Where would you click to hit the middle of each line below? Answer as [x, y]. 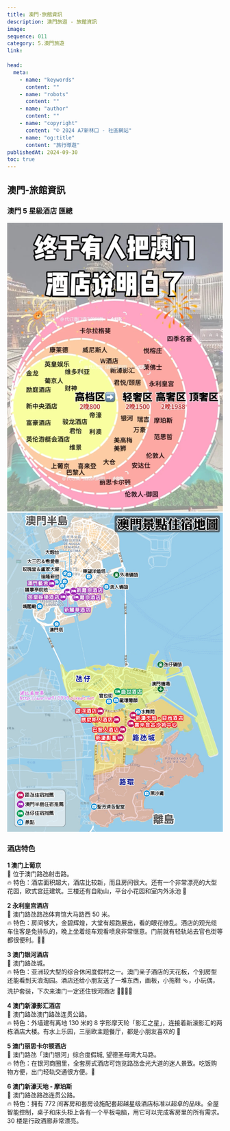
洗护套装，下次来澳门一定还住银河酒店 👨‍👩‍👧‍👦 [70, 991]
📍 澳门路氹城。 [28, 963]
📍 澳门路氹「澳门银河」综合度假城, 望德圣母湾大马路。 [84, 1054]
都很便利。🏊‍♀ [26, 940]
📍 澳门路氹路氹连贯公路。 [43, 1095]
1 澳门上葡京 [24, 865]
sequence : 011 [27, 36]
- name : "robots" [44, 94]
